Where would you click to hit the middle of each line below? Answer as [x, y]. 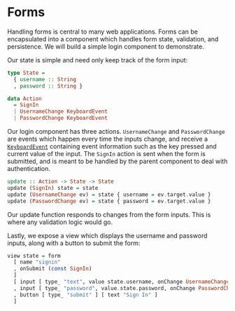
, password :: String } [48, 86]
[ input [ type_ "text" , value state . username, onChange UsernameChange [122, 282]
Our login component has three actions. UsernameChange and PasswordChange [116, 132]
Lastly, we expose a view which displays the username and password [107, 235]
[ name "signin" [37, 262]
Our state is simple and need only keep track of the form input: [98, 60]
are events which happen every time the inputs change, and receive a [108, 139]
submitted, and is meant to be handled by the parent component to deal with [117, 161]
